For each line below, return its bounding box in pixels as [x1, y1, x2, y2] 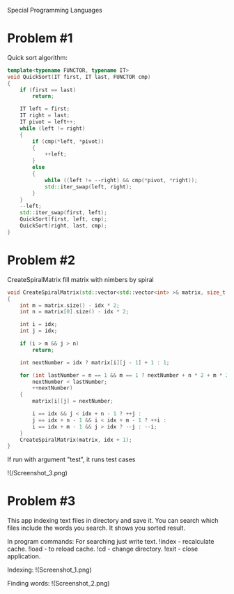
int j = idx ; [19, 327, 58, 334]
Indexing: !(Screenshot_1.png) [7, 565, 92, 574]
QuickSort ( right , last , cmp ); [19, 223, 108, 230]
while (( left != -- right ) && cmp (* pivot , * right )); [44, 177, 198, 184]
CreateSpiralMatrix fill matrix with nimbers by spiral [7, 275, 155, 283]
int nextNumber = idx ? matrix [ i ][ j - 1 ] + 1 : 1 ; [19, 359, 170, 366]
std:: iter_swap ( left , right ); [44, 183, 132, 191]
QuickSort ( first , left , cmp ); [19, 216, 108, 223]
